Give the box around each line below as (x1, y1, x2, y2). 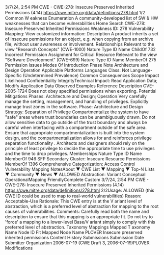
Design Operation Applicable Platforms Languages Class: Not (5, 67, 129, 73)
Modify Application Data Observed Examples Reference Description (5, 83, 142, 89)
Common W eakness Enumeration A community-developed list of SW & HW (5, 15, 158, 21)
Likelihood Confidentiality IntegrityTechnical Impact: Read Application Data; (5, 78, 158, 83)
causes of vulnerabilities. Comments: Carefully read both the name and (5, 208, 149, 214)
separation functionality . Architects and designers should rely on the (5, 140, 145, 146)
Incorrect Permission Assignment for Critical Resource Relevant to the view (5, 51, 157, 57)
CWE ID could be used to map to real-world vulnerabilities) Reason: (5, 193, 141, 199)
